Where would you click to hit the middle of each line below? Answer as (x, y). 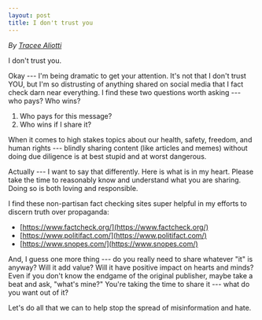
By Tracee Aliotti (35, 45)
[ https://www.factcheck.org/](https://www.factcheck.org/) (114, 227)
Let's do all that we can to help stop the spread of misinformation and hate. (130, 307)
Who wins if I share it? (55, 124)
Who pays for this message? (66, 116)
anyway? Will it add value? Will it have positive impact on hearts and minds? (131, 267)
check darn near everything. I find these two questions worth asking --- (125, 92)
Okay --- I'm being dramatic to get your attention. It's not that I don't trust (127, 75)
